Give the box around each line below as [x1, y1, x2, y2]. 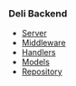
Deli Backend [8, 7, 68, 20]
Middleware [21, 37, 66, 48]
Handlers [21, 47, 56, 58]
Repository [21, 66, 62, 77]
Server [21, 28, 47, 39]
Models [21, 57, 51, 68]
